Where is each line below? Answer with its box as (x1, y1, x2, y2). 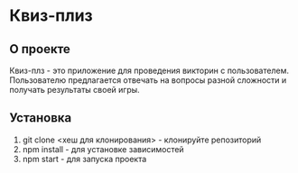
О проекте (9, 41, 70, 57)
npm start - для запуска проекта (22, 153, 147, 164)
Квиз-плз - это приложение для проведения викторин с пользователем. (9, 65, 289, 76)
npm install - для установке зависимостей (22, 143, 184, 154)
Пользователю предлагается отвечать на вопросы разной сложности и (9, 75, 287, 86)
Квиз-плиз (9, 5, 93, 26)
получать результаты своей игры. (9, 85, 140, 95)
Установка (9, 110, 72, 126)
